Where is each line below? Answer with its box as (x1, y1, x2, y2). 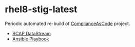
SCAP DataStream (12, 30, 51, 36)
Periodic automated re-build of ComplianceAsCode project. (5, 20, 130, 27)
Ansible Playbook (12, 36, 49, 42)
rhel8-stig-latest (5, 4, 78, 15)
